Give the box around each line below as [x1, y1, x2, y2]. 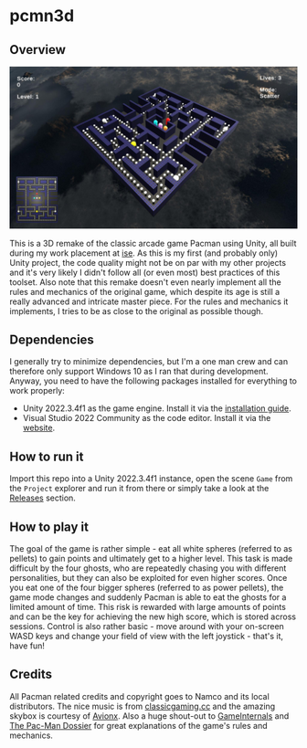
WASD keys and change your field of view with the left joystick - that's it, [9, 630, 284, 641]
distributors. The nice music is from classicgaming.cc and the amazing [9, 701, 276, 711]
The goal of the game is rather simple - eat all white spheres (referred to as [9, 543, 292, 553]
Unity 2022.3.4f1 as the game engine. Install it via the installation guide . [22, 403, 292, 414]
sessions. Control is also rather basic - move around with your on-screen [9, 620, 285, 631]
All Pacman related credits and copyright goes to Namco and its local [9, 690, 270, 701]
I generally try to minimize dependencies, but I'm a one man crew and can [9, 356, 289, 367]
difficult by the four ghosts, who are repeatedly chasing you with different [9, 563, 287, 574]
